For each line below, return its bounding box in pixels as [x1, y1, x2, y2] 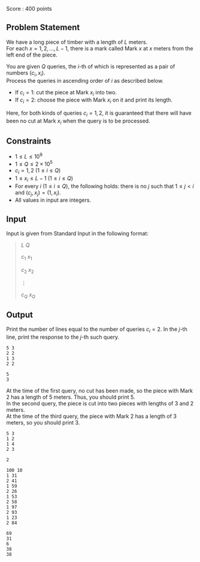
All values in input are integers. [14, 196, 92, 204]
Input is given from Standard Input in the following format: [6, 230, 149, 237]
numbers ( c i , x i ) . [6, 69, 46, 77]
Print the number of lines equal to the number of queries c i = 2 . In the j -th [6, 325, 187, 334]
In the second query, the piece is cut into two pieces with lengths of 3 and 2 [6, 400, 193, 407]
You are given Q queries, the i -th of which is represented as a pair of [6, 62, 175, 70]
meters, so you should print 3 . [6, 419, 80, 426]
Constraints [6, 136, 51, 147]
